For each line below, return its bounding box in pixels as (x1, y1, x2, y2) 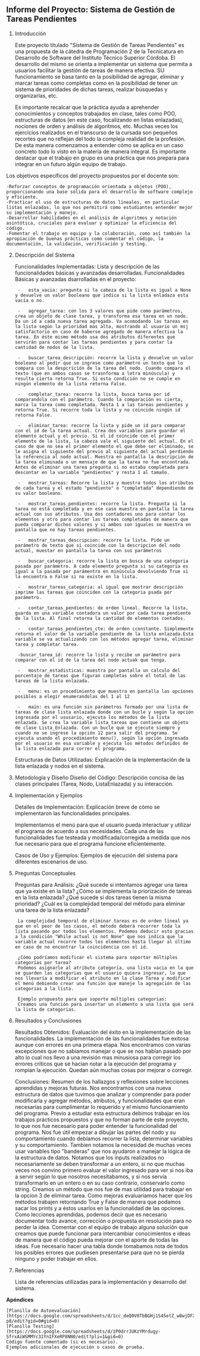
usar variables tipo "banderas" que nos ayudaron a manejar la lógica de (14, 1148, 191, 1155)
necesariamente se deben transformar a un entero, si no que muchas (14, 1160, 185, 1167)
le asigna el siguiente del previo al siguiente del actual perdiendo (14, 448, 194, 454)
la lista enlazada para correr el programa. (14, 746, 127, 752)
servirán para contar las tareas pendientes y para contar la (14, 339, 173, 345)
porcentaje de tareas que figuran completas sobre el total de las (14, 672, 186, 678)
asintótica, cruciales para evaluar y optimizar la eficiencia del (6, 220, 177, 226)
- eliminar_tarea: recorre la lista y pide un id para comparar (17, 422, 186, 428)
